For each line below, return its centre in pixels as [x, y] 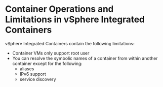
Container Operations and [59, 9]
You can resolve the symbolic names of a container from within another [85, 58]
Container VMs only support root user [51, 53]
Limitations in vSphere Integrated [75, 19]
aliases [27, 69]
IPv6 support [33, 74]
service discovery [38, 79]
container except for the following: [47, 63]
